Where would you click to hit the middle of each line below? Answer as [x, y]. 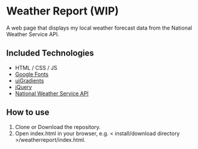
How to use [28, 113]
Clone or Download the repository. [58, 127]
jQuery [23, 87]
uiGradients [29, 80]
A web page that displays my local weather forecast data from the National [99, 28]
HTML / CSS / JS [36, 68]
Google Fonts [32, 74]
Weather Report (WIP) [62, 11]
